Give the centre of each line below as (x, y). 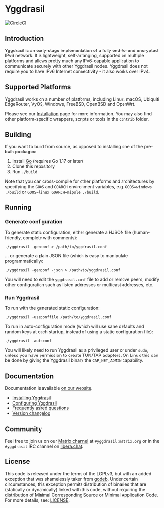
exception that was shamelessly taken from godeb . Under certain (72, 479)
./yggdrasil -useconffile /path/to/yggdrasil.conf (58, 317)
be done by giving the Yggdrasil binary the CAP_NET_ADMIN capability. (74, 360)
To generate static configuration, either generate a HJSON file (68, 232)
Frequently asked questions (41, 408)
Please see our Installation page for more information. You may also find (79, 114)
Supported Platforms (38, 87)
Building (18, 134)
